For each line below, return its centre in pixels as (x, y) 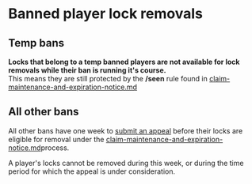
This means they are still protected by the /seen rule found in (108, 79)
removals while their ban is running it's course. (87, 70)
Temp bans (36, 43)
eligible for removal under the (56, 139)
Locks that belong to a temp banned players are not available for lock (124, 62)
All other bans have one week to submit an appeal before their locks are (126, 130)
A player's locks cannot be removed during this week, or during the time (126, 163)
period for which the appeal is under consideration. (92, 171)
